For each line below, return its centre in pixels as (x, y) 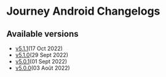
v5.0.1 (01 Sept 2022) (41, 61)
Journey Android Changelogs (83, 11)
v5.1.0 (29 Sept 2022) (42, 55)
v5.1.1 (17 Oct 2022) (39, 48)
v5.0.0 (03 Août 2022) (43, 68)
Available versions (42, 34)
